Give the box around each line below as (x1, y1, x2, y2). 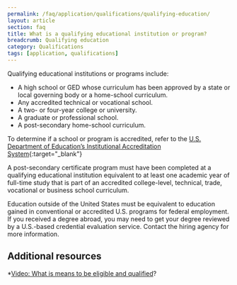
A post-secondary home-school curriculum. (17, 121, 146, 129)
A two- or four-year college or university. (17, 106, 137, 114)
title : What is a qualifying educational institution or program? (7, 30, 207, 38)
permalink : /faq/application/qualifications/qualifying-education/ (7, 10, 211, 18)
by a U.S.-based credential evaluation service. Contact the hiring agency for (7, 222, 229, 230)
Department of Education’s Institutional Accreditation (7, 142, 161, 150)
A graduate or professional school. (17, 113, 119, 121)
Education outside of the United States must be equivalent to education (7, 199, 216, 208)
